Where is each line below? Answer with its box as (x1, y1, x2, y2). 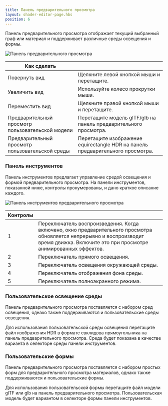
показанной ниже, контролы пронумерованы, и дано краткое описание (5, 184, 159, 190)
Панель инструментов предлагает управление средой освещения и (5, 174, 151, 180)
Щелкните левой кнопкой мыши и (77, 71, 160, 78)
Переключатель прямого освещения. (38, 253, 129, 260)
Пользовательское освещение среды (5, 293, 102, 300)
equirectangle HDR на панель (77, 141, 148, 148)
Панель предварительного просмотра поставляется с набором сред (5, 304, 153, 310)
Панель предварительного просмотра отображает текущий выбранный (5, 31, 159, 37)
